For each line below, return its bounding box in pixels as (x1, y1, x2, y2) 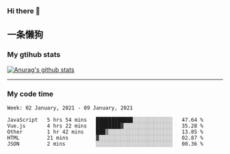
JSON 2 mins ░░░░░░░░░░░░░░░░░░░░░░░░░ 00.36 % (7, 140, 204, 147)
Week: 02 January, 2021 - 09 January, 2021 (7, 104, 133, 112)
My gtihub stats (7, 50, 61, 60)
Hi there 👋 (7, 6, 41, 16)
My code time (7, 89, 53, 99)
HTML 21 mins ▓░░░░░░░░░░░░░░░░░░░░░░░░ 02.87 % (7, 134, 204, 141)
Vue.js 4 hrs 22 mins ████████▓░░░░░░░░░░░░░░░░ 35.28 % (7, 123, 204, 129)
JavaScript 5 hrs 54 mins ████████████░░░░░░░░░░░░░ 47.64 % (7, 116, 204, 123)
